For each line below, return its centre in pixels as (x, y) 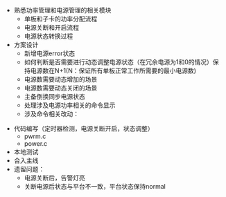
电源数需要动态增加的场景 (61, 79)
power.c (36, 143)
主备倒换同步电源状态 (54, 96)
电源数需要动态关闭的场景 (61, 88)
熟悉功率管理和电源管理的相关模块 (62, 10)
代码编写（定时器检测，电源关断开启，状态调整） (84, 129)
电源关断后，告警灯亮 (54, 178)
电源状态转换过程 (49, 36)
